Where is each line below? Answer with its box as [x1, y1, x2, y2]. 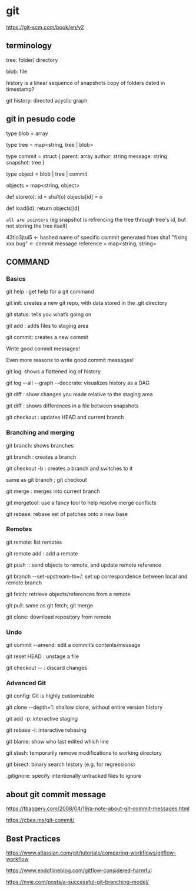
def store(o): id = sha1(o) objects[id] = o [6, 193, 103, 200]
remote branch [6, 579, 42, 586]
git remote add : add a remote [6, 550, 78, 557]
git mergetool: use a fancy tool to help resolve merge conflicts [6, 499, 157, 506]
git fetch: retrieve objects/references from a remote [6, 590, 131, 597]
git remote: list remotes [6, 538, 62, 545]
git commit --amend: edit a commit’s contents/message [6, 642, 141, 649]
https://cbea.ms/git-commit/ [6, 817, 75, 824]
